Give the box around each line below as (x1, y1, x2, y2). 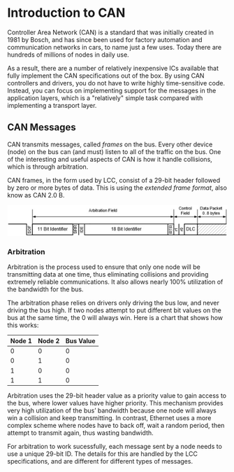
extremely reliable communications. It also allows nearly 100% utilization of (7, 278, 224, 286)
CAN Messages (7, 121, 76, 134)
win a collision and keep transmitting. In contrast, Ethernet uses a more (7, 414, 212, 422)
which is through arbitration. (7, 162, 89, 171)
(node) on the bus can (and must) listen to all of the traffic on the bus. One (7, 147, 221, 155)
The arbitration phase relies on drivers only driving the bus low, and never (7, 299, 220, 307)
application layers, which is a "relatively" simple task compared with (7, 93, 203, 102)
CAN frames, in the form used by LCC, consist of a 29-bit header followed (7, 176, 221, 184)
